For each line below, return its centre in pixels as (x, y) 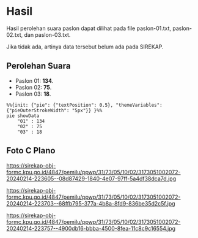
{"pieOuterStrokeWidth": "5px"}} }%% (54, 110)
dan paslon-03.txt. (47, 34)
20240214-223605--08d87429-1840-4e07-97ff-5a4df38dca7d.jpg (91, 178)
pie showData (23, 116)
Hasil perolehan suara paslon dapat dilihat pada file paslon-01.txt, (89, 28)
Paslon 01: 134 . (34, 80)
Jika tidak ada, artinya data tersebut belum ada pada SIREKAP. (85, 47)
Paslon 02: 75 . (33, 87)
